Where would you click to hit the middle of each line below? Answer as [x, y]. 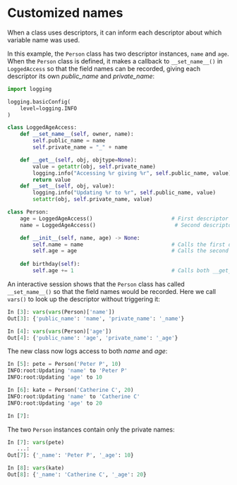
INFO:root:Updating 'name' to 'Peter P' [68, 371]
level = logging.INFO [49, 108]
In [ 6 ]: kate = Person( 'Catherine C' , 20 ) [71, 390]
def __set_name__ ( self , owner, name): [77, 134]
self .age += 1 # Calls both [121, 271]
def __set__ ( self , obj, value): [67, 186]
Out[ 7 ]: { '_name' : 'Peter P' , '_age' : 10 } [71, 455]
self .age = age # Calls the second [131, 251]
